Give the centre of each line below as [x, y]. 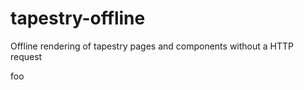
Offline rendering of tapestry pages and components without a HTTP [152, 46]
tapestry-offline [78, 18]
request [26, 56]
